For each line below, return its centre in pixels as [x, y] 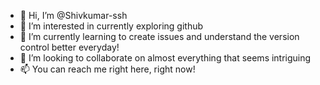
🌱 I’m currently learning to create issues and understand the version [159, 36]
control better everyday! [69, 47]
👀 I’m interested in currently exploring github [111, 26]
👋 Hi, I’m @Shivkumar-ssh [73, 15]
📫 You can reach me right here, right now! [107, 69]
